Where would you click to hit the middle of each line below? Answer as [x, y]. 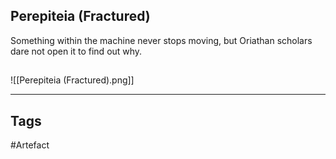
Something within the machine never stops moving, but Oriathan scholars [161, 40]
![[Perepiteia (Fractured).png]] [72, 80]
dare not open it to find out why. [76, 51]
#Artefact [30, 145]
